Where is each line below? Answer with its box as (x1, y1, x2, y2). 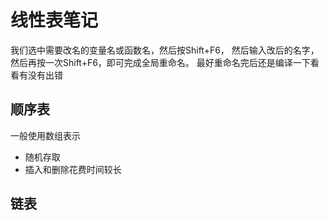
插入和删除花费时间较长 (24, 163, 122, 175)
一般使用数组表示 (10, 129, 81, 141)
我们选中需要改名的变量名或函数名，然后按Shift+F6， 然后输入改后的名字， (10, 44, 320, 56)
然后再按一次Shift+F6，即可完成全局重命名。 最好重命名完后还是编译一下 (10, 56, 311, 68)
